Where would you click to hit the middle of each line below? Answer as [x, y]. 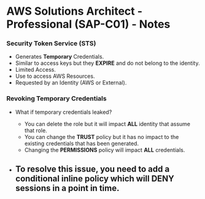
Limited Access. [36, 70]
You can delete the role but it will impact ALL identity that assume [107, 124]
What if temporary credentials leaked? [64, 112]
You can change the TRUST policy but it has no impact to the [102, 137]
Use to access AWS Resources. [55, 76]
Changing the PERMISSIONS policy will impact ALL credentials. [105, 150]
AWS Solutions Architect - [75, 11]
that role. [36, 130]
